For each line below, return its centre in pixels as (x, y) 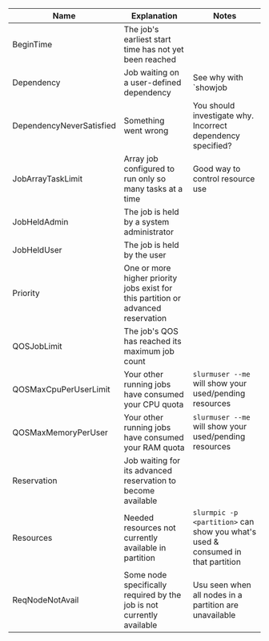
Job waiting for (152, 460)
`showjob (210, 87)
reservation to (150, 481)
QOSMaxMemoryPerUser (60, 432)
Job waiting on (152, 73)
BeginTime (32, 45)
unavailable (214, 615)
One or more (147, 268)
